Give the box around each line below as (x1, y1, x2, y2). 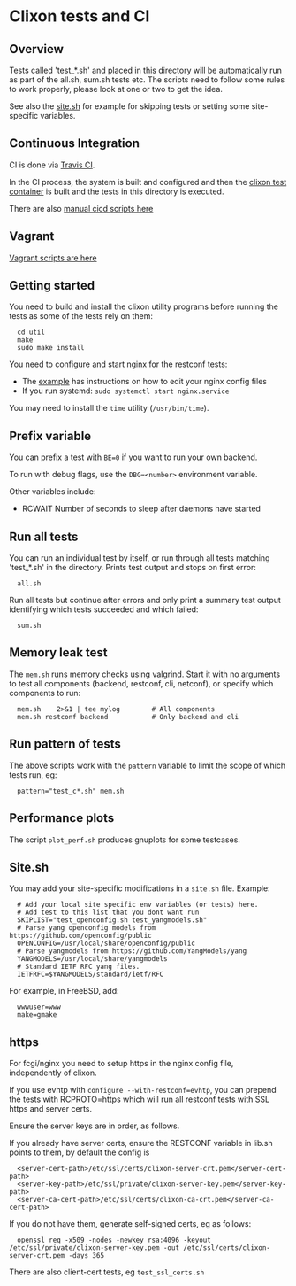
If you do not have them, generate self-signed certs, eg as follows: (9, 1219, 252, 1229)
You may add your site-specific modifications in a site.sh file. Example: (9, 883, 271, 894)
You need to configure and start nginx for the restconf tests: (9, 359, 228, 369)
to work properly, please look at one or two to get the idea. (9, 84, 224, 94)
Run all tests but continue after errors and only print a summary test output (9, 595, 281, 606)
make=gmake (17, 1011, 57, 1019)
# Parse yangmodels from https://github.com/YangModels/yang (17, 947, 247, 956)
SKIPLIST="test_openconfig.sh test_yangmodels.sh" (17, 916, 208, 925)
